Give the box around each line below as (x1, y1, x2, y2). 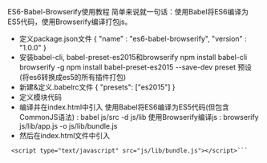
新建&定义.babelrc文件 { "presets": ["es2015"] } (18, 82, 176, 92)
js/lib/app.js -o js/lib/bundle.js (18, 121, 118, 130)
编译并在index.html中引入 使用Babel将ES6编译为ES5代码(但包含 (18, 102, 230, 112)
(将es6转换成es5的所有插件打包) (18, 73, 127, 81)
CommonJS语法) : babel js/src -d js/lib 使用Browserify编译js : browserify (18, 113, 259, 121)
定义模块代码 (18, 93, 62, 101)
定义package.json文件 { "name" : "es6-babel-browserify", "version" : (18, 34, 247, 43)
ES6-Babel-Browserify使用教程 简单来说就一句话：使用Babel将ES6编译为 (7, 7, 249, 16)
